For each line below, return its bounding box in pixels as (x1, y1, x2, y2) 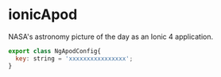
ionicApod (8, 6, 78, 24)
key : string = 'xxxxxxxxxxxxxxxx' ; (15, 54, 134, 63)
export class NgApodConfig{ (8, 47, 102, 55)
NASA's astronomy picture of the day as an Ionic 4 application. (8, 32, 213, 41)
